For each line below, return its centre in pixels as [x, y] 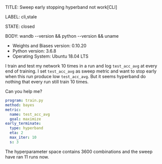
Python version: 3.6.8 [34, 51]
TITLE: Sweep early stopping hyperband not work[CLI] [61, 7]
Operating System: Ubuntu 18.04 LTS [50, 56]
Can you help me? [24, 91]
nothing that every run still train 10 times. [47, 82]
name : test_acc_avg [30, 114]
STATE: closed [20, 26]
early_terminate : [23, 124]
